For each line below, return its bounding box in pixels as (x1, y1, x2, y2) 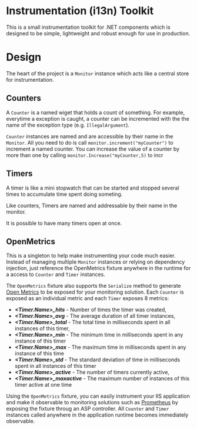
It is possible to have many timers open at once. (6, 220, 122, 227)
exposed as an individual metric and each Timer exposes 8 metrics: (6, 295, 169, 302)
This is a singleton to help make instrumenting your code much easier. (6, 252, 176, 260)
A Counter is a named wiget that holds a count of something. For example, (6, 109, 185, 116)
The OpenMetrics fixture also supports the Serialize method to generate (6, 282, 181, 290)
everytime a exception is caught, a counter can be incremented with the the (6, 115, 189, 122)
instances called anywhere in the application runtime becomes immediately (6, 411, 189, 418)
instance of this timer (14, 337, 66, 345)
